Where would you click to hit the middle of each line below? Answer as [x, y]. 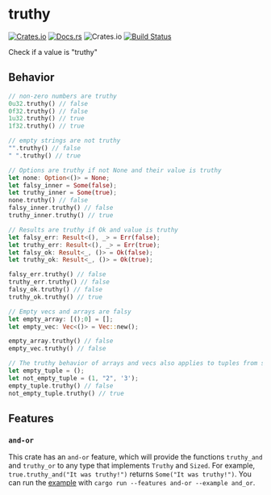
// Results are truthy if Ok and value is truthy [94, 230]
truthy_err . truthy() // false [59, 282]
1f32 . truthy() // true [46, 126]
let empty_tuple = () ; [46, 371]
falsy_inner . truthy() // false [61, 208]
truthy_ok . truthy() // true [56, 297]
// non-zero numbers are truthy [63, 96]
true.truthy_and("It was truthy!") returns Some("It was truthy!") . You [130, 474]
